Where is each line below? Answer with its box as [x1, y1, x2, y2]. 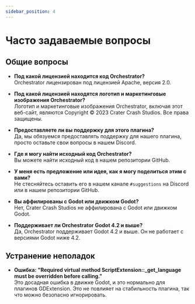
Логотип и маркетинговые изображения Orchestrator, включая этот [13, 103, 183, 110]
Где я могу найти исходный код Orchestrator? [13, 150, 132, 157]
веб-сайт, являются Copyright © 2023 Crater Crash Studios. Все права [13, 109, 189, 116]
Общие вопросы [5, 57, 68, 67]
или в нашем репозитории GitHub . [13, 186, 100, 193]
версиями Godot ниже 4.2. [13, 234, 81, 241]
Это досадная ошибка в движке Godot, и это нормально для [13, 279, 165, 286]
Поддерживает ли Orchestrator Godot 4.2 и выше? [13, 221, 143, 228]
